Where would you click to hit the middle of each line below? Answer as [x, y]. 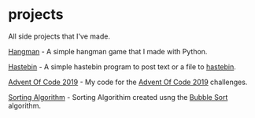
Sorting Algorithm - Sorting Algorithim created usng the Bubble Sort [118, 97]
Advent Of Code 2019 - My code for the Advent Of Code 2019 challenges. [128, 82]
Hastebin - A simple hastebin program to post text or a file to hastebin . [122, 66]
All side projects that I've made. [59, 36]
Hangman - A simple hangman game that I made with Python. [108, 51]
